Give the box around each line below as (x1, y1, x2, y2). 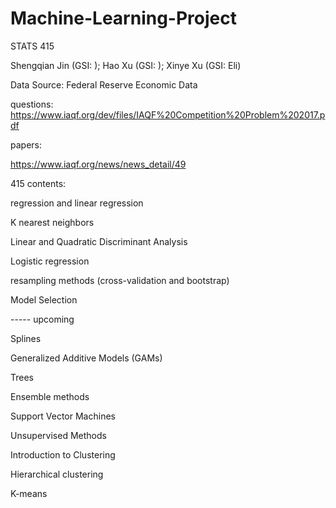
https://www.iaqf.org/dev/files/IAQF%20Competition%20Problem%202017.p (10, 108, 326, 121)
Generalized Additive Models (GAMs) (10, 352, 163, 364)
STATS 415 (10, 40, 55, 52)
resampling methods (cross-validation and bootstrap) (10, 274, 230, 286)
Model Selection (10, 293, 78, 306)
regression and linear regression (10, 197, 144, 209)
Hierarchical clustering (10, 468, 104, 480)
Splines (10, 332, 42, 344)
